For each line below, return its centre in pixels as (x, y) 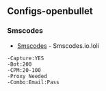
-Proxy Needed (27, 76)
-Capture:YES (26, 58)
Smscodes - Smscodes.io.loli (58, 45)
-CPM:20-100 (24, 70)
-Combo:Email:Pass (33, 82)
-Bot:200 (19, 64)
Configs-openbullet (50, 11)
